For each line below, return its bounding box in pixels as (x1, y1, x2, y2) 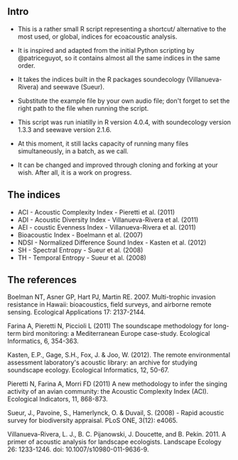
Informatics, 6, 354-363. (7, 337, 80, 345)
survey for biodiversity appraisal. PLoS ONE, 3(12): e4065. (7, 416, 178, 425)
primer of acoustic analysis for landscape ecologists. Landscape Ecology (7, 438, 222, 446)
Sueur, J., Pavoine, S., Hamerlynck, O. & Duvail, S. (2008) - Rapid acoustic (7, 409, 225, 417)
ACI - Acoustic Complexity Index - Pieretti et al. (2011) (17, 208, 175, 216)
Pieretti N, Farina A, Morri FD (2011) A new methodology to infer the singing (7, 379, 227, 388)
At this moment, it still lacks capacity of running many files (17, 139, 189, 148)
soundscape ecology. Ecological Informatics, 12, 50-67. (7, 366, 169, 374)
